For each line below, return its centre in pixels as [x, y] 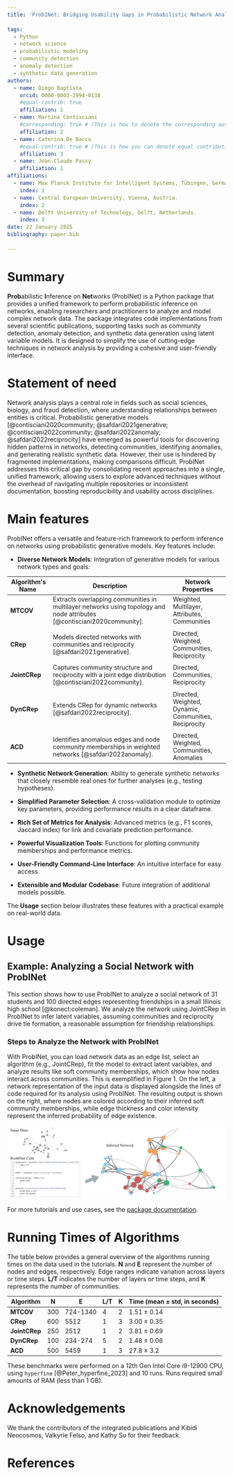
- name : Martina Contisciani [55, 117]
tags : [15, 29]
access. [28, 871]
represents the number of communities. [64, 1286]
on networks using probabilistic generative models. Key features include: [111, 546]
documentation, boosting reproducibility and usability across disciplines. [111, 491]
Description [110, 585]
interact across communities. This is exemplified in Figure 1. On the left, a [112, 1079]
